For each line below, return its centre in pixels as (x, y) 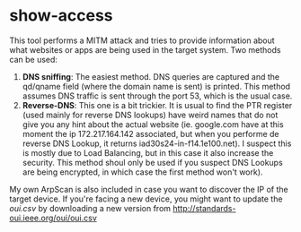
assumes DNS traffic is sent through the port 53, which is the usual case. (157, 96)
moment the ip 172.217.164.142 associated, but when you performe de (151, 133)
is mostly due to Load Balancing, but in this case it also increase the (148, 152)
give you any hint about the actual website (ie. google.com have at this (153, 124)
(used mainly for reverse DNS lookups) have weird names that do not (150, 115)
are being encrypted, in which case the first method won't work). (142, 172)
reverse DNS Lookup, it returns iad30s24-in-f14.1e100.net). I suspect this (157, 143)
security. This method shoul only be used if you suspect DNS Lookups (152, 162)
